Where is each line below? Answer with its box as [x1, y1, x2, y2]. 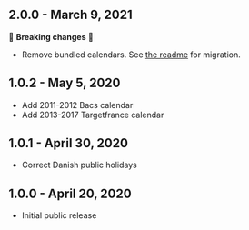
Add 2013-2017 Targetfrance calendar [21, 109, 164, 120]
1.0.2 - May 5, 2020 [8, 75, 121, 91]
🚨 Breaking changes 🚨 [8, 31, 95, 42]
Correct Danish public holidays [21, 159, 137, 171]
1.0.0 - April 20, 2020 [8, 185, 133, 201]
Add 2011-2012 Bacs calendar [21, 99, 134, 110]
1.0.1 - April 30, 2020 [8, 135, 129, 151]
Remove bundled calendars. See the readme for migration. [21, 49, 242, 60]
